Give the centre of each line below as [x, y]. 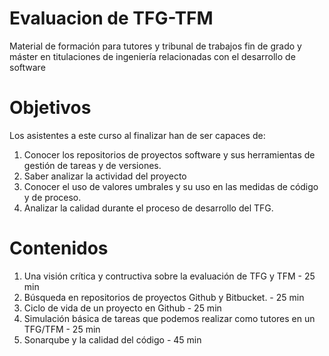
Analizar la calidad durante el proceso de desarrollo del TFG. [148, 208]
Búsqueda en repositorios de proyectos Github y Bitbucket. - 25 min [164, 297]
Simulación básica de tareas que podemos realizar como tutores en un [169, 318]
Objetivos [50, 108]
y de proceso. [52, 197]
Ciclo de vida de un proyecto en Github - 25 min [122, 308]
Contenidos [59, 248]
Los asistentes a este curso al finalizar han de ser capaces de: [137, 135]
